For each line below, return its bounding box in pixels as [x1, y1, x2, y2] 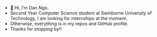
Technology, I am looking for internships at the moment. [10, 15, 127, 21]
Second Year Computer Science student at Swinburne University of [10, 10, 152, 16]
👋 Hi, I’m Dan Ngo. [10, 5, 49, 10]
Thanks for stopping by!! [10, 26, 62, 32]
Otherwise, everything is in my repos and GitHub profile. [10, 20, 128, 26]
